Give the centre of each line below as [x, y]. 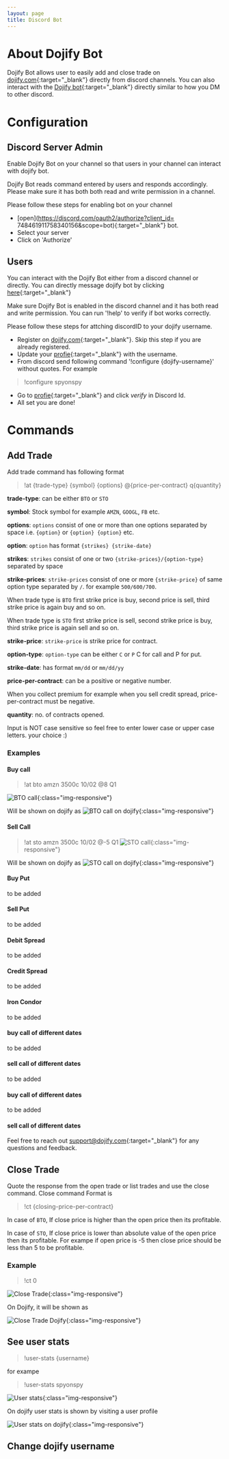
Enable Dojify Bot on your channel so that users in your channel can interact [114, 164]
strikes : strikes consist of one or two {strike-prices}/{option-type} [105, 559]
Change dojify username [61, 1446]
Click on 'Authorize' [44, 240]
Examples [24, 753]
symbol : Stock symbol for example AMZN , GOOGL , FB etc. [83, 512]
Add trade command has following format [66, 472]
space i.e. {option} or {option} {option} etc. [71, 532]
